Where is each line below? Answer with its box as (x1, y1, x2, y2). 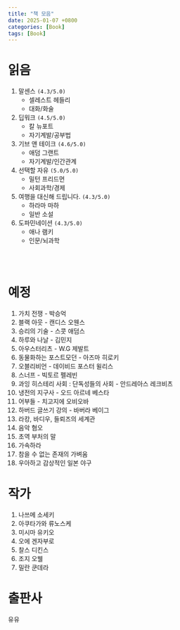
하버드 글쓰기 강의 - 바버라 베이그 (18, 406, 110, 415)
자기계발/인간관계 (28, 157, 77, 166)
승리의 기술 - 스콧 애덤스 (18, 327, 85, 335)
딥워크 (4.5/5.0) (18, 113, 66, 122)
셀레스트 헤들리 (28, 96, 71, 104)
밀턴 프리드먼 (28, 175, 65, 184)
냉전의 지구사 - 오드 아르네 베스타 (18, 388, 110, 397)
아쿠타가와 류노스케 (18, 520, 72, 528)
